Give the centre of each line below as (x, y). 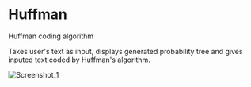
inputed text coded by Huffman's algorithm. (79, 60)
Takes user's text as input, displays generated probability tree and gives (125, 51)
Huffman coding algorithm (51, 36)
